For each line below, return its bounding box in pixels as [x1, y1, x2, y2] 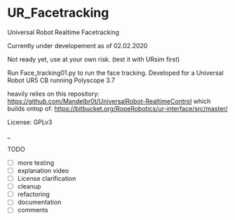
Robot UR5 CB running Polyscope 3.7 [7, 75, 116, 85]
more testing [17, 159, 55, 167]
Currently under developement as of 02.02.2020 [7, 41, 148, 50]
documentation [17, 198, 62, 207]
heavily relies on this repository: [7, 89, 100, 98]
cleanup [17, 182, 41, 191]
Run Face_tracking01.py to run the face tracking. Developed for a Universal [7, 68, 224, 77]
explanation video [17, 166, 69, 175]
